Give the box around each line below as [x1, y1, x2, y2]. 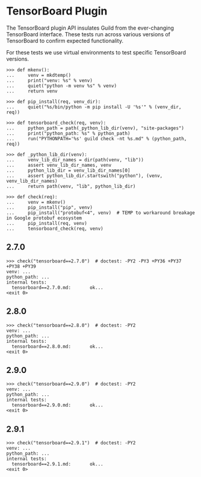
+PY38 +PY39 [6, 263, 36, 270]
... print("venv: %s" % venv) [6, 77, 93, 83]
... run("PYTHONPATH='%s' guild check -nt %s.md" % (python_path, [6, 135, 187, 141]
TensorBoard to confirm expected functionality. [6, 37, 123, 44]
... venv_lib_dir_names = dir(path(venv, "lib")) [6, 157, 144, 163]
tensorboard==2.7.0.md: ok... [11, 284, 104, 291]
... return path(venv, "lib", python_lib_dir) [6, 183, 136, 189]
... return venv [6, 88, 58, 94]
